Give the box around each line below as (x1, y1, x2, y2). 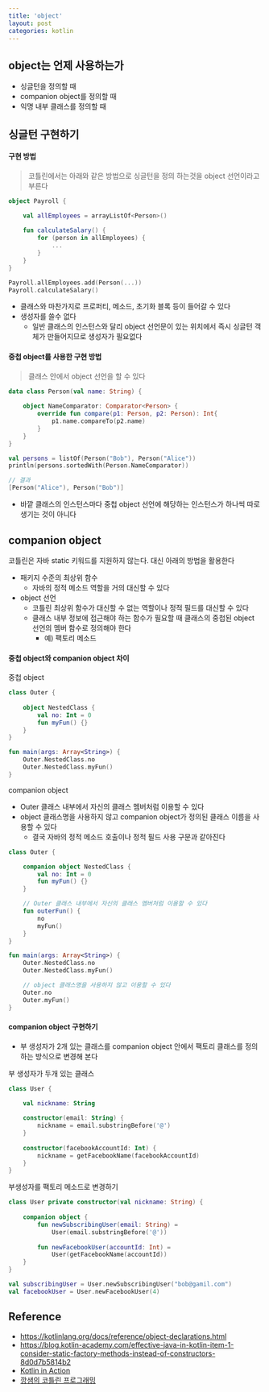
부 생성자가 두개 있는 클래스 (8, 1068, 95, 1078)
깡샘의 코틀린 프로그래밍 (19, 1375, 97, 1385)
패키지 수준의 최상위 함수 (19, 573, 98, 582)
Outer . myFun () (23, 996, 70, 1004)
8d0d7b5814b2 (19, 1357, 71, 1366)
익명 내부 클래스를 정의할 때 (19, 101, 107, 111)
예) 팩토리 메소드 (43, 633, 97, 643)
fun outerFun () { (23, 907, 81, 915)
